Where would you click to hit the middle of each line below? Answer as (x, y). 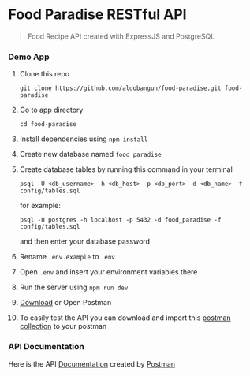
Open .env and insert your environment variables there (108, 272)
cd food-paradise (48, 125)
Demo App (29, 57)
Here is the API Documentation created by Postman (92, 363)
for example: (40, 206)
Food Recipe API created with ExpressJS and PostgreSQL (121, 36)
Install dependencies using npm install (84, 139)
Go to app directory (51, 110)
